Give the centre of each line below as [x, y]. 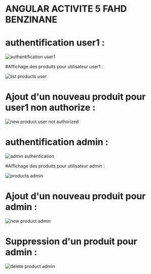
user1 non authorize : [50, 108]
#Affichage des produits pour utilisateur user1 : [54, 67]
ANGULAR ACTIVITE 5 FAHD [66, 9]
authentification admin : [57, 142]
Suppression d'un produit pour [71, 242]
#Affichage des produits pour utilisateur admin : [55, 166]
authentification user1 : [55, 43]
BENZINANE [31, 19]
